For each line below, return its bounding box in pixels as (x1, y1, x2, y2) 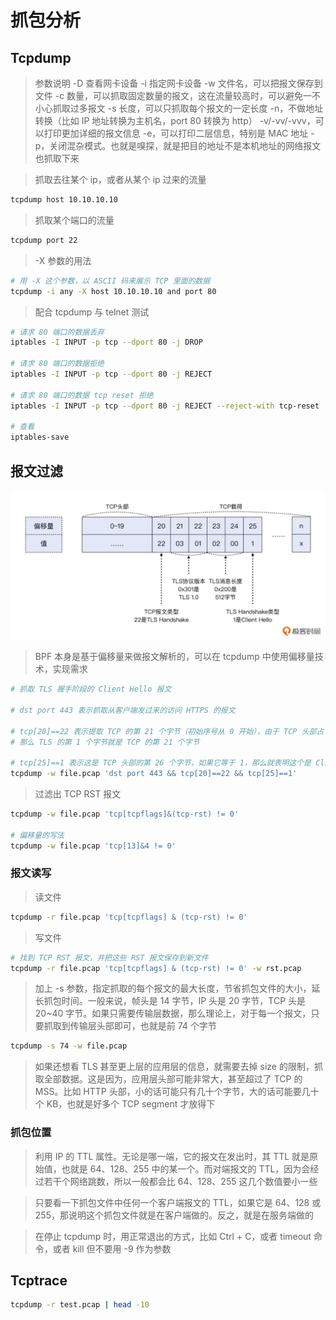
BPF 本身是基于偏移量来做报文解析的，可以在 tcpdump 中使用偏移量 (34, 651, 315, 663)
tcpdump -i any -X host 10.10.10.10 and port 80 (10, 286, 217, 296)
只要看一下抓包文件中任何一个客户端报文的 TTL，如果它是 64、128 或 (34, 1196, 322, 1208)
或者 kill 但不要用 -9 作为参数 (52, 1242, 172, 1255)
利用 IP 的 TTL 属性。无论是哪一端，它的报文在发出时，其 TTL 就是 (34, 1150, 310, 1162)
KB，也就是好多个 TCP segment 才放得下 (46, 1098, 216, 1110)
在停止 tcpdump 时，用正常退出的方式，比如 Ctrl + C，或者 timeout (34, 1230, 312, 1242)
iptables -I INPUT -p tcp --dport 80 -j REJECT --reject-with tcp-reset (10, 401, 320, 411)
